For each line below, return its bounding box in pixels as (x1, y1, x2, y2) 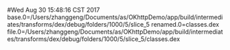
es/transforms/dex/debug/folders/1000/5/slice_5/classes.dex (7, 35, 181, 43)
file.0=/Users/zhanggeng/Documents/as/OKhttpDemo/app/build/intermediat (7, 27, 223, 36)
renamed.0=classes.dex (150, 21, 220, 28)
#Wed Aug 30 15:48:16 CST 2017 (7, 6, 100, 14)
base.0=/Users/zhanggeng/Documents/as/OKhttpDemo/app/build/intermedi (7, 13, 223, 21)
